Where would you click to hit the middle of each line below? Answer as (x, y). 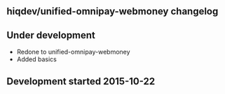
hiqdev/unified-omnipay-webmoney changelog (112, 11)
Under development (51, 35)
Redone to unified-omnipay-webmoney (73, 52)
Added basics (37, 59)
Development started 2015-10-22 (81, 81)
